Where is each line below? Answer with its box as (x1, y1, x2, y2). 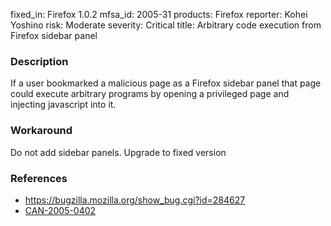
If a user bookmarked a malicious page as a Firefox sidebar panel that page (10, 77, 322, 89)
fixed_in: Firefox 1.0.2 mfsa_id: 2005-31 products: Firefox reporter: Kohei (10, 9, 308, 20)
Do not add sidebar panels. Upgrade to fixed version (10, 146, 227, 158)
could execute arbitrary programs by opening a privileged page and (10, 88, 290, 100)
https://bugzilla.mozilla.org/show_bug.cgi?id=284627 (24, 194, 246, 206)
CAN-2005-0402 (24, 204, 97, 216)
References (10, 171, 68, 185)
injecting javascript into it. (10, 99, 117, 111)
